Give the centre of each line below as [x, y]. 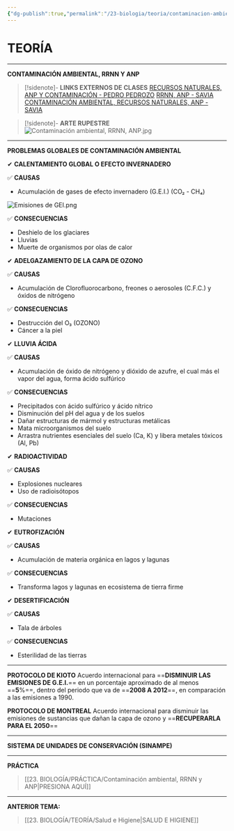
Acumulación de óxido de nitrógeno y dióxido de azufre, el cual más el [118, 371]
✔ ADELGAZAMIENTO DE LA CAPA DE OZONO [75, 260]
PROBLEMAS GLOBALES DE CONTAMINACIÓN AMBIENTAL [94, 150]
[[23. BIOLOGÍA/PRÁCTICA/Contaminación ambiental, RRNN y [113, 779]
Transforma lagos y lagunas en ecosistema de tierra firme [100, 587]
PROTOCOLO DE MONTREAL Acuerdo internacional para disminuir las [108, 711]
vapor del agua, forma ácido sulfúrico [71, 378]
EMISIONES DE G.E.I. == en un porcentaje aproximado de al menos [103, 682]
